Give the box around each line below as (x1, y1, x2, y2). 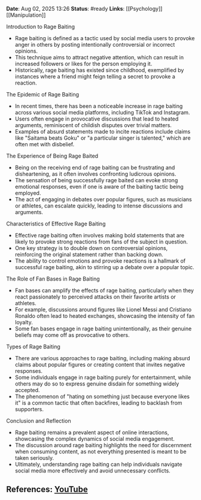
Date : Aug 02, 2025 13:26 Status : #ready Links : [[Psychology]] (6, 5, 163, 12)
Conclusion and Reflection (6, 417, 71, 424)
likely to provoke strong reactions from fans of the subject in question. (14, 238, 188, 245)
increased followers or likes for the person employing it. (14, 60, 153, 67)
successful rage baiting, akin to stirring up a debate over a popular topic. (14, 264, 194, 270)
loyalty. (14, 319, 33, 326)
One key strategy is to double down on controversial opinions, (14, 245, 168, 251)
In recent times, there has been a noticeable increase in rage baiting (14, 103, 183, 110)
